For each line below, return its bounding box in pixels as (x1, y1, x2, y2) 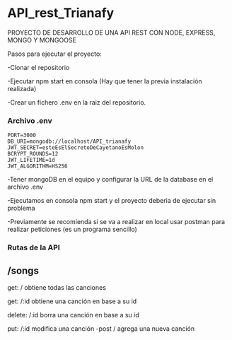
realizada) (7, 84, 37, 93)
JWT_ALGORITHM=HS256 (7, 163, 69, 170)
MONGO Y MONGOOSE (7, 35, 76, 44)
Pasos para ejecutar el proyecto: (7, 49, 103, 58)
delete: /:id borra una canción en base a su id (7, 310, 139, 319)
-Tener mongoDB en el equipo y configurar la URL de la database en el (7, 175, 214, 184)
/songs (7, 264, 39, 276)
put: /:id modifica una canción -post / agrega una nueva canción (7, 324, 195, 333)
